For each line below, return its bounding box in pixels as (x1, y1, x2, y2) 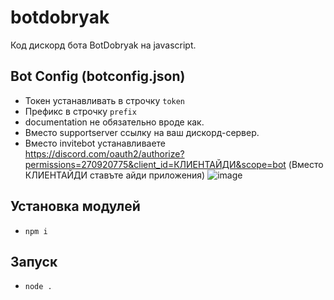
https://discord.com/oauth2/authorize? (24, 147, 185, 160)
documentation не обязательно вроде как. (24, 116, 205, 128)
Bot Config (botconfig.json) (10, 68, 186, 85)
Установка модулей (10, 198, 141, 215)
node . (24, 282, 53, 292)
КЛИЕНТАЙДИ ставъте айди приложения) (24, 169, 206, 181)
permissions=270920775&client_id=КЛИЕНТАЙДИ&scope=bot (24, 158, 287, 170)
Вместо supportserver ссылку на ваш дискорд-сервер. (24, 126, 260, 138)
